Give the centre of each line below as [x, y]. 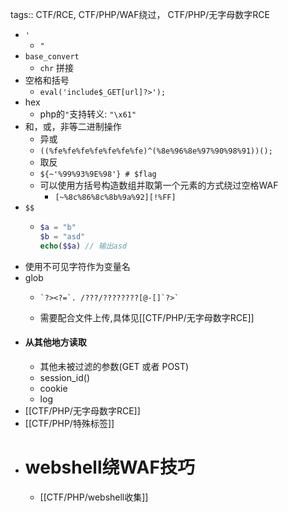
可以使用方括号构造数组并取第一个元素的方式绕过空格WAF [159, 185]
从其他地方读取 [55, 342]
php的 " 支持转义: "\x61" [88, 114]
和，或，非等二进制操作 [73, 126]
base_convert [52, 57]
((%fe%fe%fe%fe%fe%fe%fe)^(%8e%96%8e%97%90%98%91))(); [156, 151]
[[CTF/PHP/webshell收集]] [94, 497]
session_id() [65, 377]
